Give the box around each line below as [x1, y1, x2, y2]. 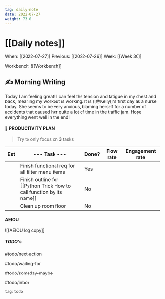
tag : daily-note [5, 7, 38, 12]
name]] [20, 195, 37, 201]
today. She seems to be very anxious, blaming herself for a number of [5, 104, 146, 110]
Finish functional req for [20, 162, 75, 169]
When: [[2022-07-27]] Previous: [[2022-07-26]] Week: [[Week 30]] [5, 53, 142, 59]
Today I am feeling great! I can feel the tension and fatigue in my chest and [5, 94, 156, 100]
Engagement [125, 148, 156, 155]
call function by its [20, 189, 62, 196]
